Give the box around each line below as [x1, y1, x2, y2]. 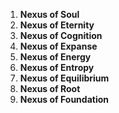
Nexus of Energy [19, 51, 92, 63]
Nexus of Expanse [19, 40, 98, 52]
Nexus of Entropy [19, 62, 95, 73]
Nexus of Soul [19, 9, 80, 20]
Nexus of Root [19, 83, 81, 94]
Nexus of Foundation [19, 94, 109, 105]
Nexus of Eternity [19, 19, 95, 31]
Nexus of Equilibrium [19, 72, 110, 84]
